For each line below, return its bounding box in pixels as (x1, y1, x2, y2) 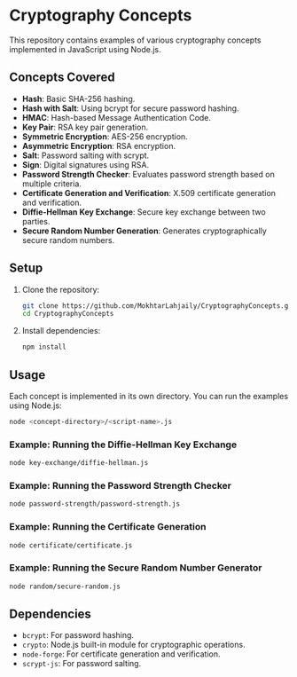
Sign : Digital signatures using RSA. (21, 159, 150, 169)
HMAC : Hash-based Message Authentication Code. (21, 112, 211, 122)
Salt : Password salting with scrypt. (21, 150, 150, 161)
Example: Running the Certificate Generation (9, 521, 207, 533)
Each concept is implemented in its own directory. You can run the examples (9, 391, 289, 401)
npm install (21, 342, 66, 351)
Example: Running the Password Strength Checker (9, 479, 232, 492)
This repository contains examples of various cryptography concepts (9, 35, 262, 45)
